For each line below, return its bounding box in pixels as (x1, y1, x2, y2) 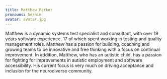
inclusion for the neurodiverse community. (5, 68, 93, 74)
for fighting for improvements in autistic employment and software (5, 57, 142, 63)
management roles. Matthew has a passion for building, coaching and (5, 41, 150, 47)
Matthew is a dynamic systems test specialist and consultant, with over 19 (5, 31, 158, 37)
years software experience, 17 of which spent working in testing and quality (5, 36, 162, 42)
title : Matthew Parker (5, 7, 53, 13)
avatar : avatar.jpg (5, 17, 46, 22)
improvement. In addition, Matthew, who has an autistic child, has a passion (5, 52, 162, 58)
